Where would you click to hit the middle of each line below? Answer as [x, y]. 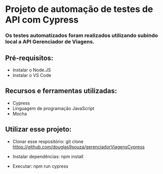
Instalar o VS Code [32, 75]
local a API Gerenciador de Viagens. [50, 42]
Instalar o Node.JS [32, 70]
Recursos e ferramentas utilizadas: [61, 91]
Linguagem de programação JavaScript [53, 108]
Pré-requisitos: [29, 58]
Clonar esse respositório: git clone [48, 141]
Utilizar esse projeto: [38, 129]
